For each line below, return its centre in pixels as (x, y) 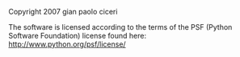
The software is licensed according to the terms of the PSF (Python (120, 27)
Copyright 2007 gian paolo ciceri (63, 12)
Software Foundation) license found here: (78, 36)
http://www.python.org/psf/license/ (67, 44)
